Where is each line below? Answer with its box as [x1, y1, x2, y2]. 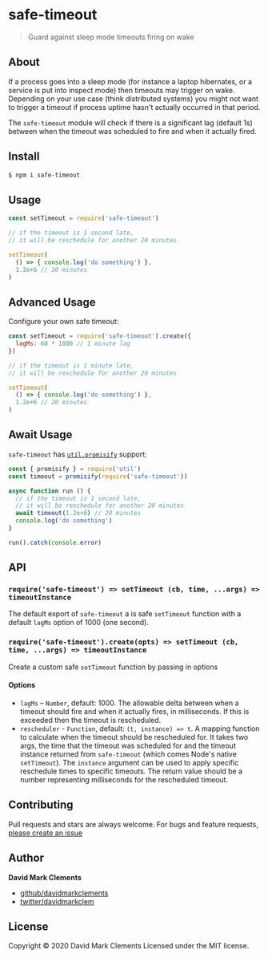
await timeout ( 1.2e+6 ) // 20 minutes [15, 509, 142, 518]
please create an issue [8, 828, 83, 838]
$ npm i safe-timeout [8, 171, 81, 179]
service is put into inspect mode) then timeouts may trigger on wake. [8, 85, 235, 95]
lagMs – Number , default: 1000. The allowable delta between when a [19, 698, 239, 708]
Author [8, 851, 44, 865]
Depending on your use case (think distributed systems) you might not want [8, 94, 258, 104]
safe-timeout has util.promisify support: [8, 449, 147, 459]
